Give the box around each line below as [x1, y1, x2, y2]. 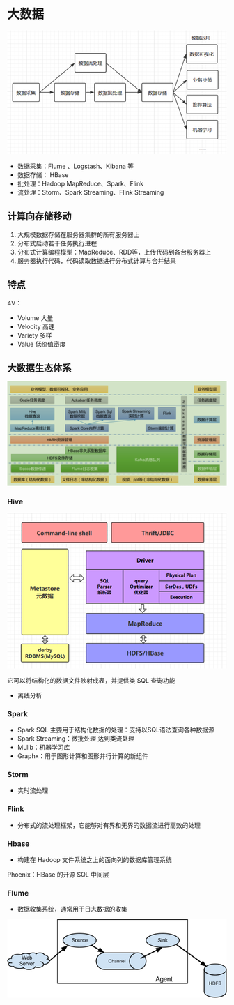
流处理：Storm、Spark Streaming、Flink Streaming [17, 188, 164, 196]
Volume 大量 [17, 313, 54, 322]
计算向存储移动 [7, 211, 72, 222]
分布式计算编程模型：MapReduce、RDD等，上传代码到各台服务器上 [17, 248, 212, 256]
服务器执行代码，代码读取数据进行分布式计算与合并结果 [17, 256, 176, 265]
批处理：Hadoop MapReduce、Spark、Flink [17, 179, 144, 188]
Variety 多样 [17, 331, 52, 339]
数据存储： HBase [17, 170, 69, 179]
